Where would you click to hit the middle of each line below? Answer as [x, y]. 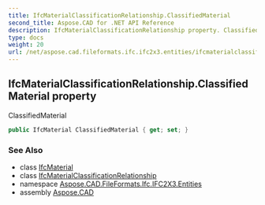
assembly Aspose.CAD [57, 192]
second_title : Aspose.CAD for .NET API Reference [91, 23]
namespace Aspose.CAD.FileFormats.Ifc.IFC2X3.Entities [111, 184]
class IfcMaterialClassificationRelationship [88, 175]
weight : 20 [26, 45]
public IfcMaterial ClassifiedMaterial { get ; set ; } [99, 130]
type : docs [26, 37]
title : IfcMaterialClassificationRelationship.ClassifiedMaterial [119, 15]
